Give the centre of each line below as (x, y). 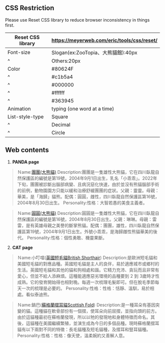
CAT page (22, 247)
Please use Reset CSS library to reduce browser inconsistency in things (77, 20)
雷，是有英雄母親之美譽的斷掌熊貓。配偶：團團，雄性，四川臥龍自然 (86, 225)
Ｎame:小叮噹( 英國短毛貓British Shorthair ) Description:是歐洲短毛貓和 (87, 258)
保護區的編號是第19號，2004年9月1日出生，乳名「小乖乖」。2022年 (89, 178)
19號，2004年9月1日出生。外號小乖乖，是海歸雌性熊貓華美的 (92, 231)
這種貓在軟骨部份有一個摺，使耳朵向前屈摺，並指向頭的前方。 (97, 311)
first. (10, 25)
